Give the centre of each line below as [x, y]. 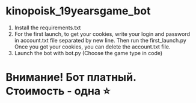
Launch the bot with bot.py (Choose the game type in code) [88, 53]
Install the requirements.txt [47, 28]
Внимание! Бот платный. [71, 78]
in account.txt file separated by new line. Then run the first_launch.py [100, 40]
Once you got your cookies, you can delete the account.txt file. [92, 47]
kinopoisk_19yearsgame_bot [78, 11]
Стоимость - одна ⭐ [58, 91]
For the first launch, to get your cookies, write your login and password [102, 34]
